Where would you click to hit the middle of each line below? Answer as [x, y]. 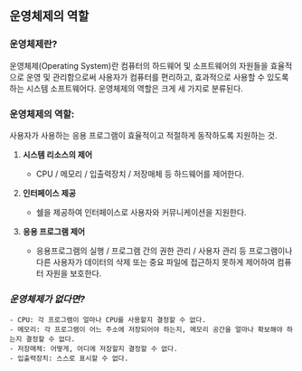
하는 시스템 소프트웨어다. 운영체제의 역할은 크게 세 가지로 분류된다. [127, 88]
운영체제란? [33, 44]
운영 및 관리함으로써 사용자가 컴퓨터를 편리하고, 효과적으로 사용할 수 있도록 [157, 77]
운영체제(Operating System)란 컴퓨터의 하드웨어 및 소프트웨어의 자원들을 [139, 65]
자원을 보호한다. [74, 273]
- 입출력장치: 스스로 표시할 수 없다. [69, 359]
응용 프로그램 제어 [54, 231]
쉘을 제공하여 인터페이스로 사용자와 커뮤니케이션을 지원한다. [141, 212]
